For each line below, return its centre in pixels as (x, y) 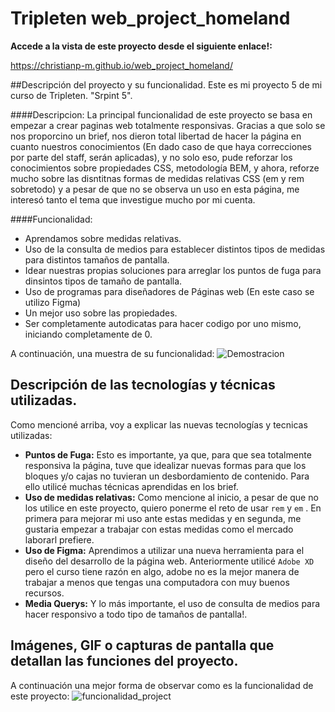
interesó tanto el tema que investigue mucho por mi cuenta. (133, 199)
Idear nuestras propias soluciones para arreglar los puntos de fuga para (173, 270)
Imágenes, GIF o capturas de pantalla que (142, 645)
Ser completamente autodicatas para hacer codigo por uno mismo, (163, 323)
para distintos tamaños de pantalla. (97, 259)
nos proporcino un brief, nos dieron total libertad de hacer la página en (156, 136)
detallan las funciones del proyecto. (124, 661)
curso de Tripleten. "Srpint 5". (71, 95)
